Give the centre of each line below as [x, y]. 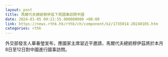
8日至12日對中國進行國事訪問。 [37, 49]
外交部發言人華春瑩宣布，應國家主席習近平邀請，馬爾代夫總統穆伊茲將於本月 [84, 43]
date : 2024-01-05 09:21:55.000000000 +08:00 [52, 19]
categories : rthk [23, 28]
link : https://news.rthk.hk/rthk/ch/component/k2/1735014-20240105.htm [81, 24]
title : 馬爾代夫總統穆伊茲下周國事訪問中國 [45, 14]
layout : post [19, 10]
